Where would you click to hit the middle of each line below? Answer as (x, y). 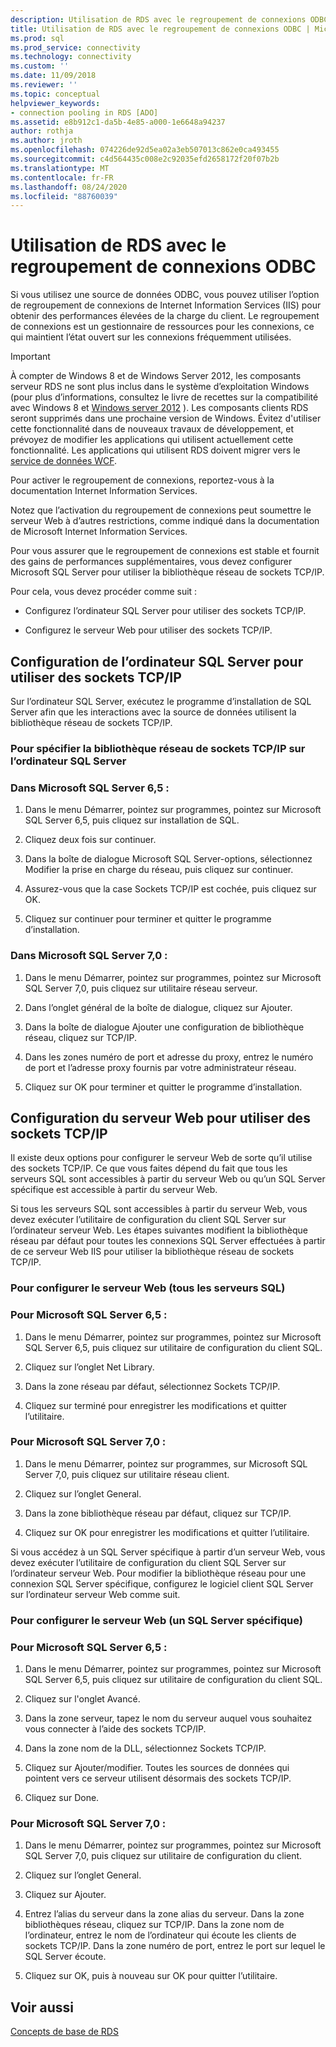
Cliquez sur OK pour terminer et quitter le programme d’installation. (163, 1087)
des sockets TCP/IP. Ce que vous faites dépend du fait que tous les (149, 1168)
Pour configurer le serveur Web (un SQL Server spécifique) (156, 1620)
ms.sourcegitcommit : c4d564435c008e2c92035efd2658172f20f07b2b (145, 159)
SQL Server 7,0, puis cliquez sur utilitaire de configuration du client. (163, 1856)
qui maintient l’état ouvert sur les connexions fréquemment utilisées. (151, 337)
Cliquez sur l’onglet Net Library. (89, 1367)
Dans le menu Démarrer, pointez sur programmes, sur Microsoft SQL (166, 1463)
